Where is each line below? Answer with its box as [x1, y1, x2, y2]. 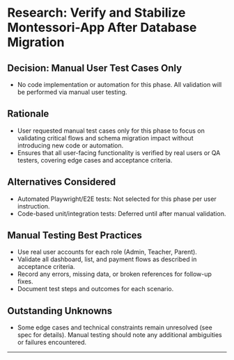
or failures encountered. [17, 338, 87, 347]
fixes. [17, 277, 33, 286]
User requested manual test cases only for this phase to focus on [17, 126, 205, 135]
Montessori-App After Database [7, 19, 197, 35]
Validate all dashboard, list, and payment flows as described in [17, 255, 197, 263]
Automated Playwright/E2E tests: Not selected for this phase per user [17, 195, 217, 203]
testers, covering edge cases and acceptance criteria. [17, 156, 173, 164]
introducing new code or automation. [17, 141, 124, 149]
